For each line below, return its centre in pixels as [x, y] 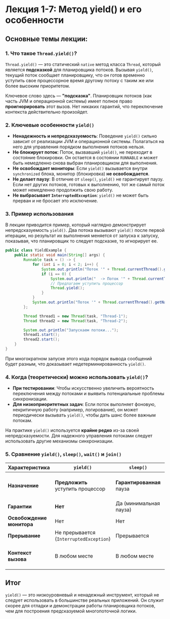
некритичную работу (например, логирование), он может [75, 410]
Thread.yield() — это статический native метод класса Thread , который [83, 64]
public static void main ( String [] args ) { [60, 255]
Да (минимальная [138, 503]
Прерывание [24, 535]
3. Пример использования [39, 214]
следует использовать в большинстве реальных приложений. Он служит [84, 600]
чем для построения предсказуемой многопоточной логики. [71, 611]
